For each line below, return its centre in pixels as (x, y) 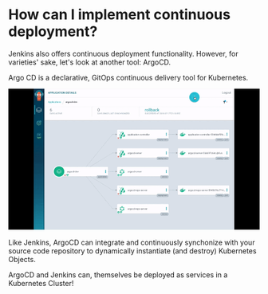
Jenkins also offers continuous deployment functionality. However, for (124, 53)
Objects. (22, 260)
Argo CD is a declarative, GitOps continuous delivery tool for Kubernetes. (128, 77)
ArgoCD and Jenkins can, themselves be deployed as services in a (118, 275)
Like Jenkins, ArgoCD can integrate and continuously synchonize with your (132, 243)
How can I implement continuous (120, 15)
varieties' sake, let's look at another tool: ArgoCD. (90, 62)
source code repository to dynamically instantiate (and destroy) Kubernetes (132, 251)
